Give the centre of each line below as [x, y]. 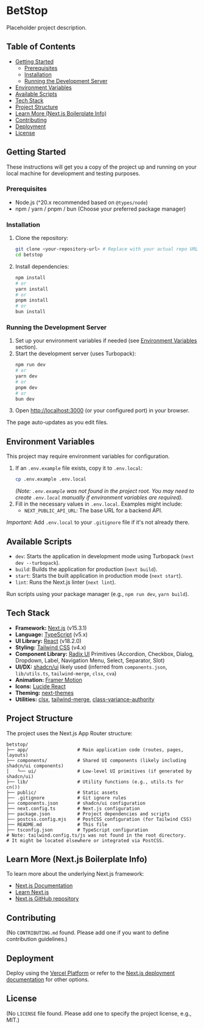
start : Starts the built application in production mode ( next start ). [99, 575]
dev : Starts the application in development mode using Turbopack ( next [104, 556]
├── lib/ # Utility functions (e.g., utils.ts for [95, 782]
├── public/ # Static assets [62, 792]
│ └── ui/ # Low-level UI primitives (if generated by [99, 771]
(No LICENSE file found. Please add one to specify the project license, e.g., [99, 1013]
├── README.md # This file [57, 824]
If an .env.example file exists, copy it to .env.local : [79, 468]
